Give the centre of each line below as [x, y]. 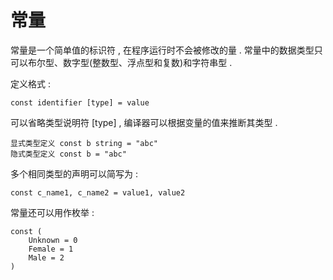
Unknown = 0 [53, 240]
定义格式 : [30, 83]
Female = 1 [51, 249]
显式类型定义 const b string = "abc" [84, 143]
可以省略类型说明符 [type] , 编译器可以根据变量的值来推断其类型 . [144, 122]
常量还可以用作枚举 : [52, 212]
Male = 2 [46, 257]
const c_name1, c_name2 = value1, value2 [98, 192]
